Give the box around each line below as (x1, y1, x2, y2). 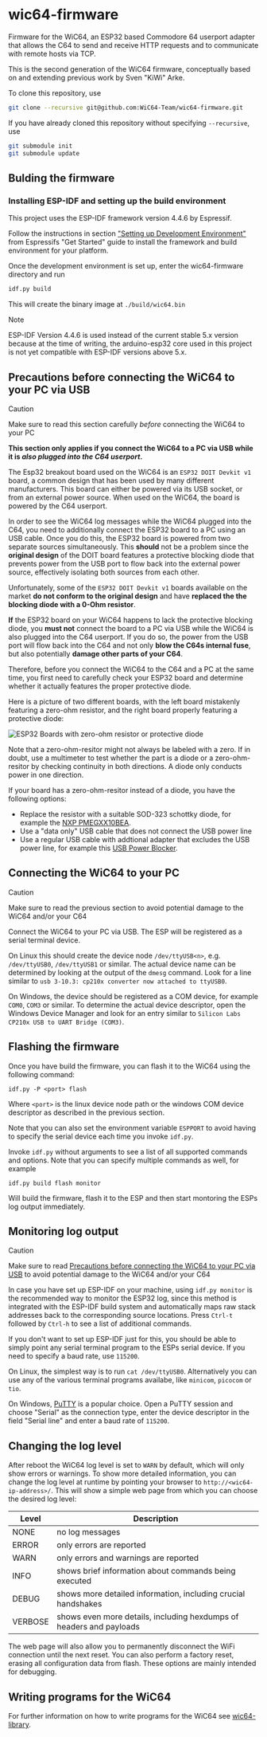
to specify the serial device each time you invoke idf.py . (8, 1131, 194, 1141)
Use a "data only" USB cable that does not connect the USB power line (19, 826, 253, 836)
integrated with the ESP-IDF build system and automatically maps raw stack (8, 1302, 257, 1312)
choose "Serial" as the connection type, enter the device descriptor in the (8, 1408, 250, 1417)
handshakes (56, 1598, 103, 1610)
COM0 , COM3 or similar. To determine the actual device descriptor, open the (8, 1000, 246, 1010)
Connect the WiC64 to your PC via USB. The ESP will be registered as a (8, 927, 242, 936)
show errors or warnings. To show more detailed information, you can (8, 1468, 237, 1479)
